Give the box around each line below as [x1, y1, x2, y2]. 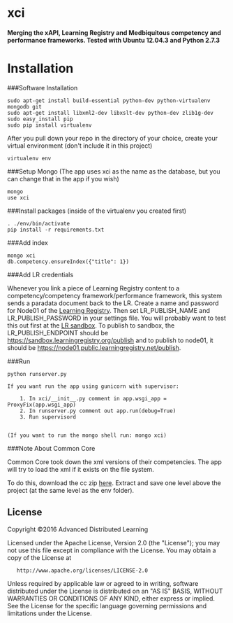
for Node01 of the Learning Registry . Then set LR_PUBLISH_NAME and [7, 306, 211, 314]
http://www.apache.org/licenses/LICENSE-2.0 [16, 567, 149, 574]
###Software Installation [7, 83, 78, 92]
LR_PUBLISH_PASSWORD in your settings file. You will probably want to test [7, 314, 227, 322]
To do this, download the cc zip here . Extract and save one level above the [7, 478, 222, 487]
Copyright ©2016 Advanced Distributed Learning [7, 525, 149, 533]
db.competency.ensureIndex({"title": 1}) [7, 258, 130, 265]
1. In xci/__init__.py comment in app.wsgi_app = [20, 395, 167, 402]
